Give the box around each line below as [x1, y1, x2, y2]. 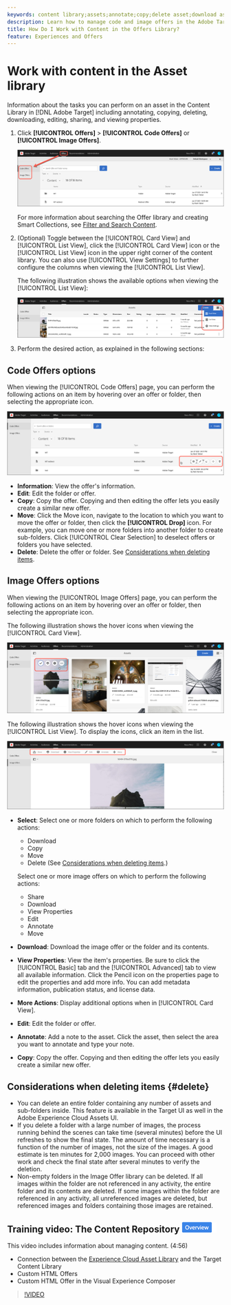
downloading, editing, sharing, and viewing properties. [7, 116, 162, 124]
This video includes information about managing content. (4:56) [7, 1242, 188, 1250]
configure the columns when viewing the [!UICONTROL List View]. [16, 263, 205, 271]
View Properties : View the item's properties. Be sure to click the [16, 956, 200, 965]
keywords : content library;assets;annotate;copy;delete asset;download [7, 11, 217, 18]
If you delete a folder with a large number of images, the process [16, 1121, 201, 1129]
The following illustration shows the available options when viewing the [16, 276, 219, 285]
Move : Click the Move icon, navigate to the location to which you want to [16, 511, 224, 520]
